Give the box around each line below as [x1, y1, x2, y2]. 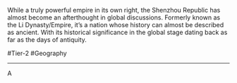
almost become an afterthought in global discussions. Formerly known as [7, 13, 221, 22]
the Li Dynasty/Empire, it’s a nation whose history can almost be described [7, 21, 224, 29]
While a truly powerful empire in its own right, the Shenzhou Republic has [7, 6, 221, 14]
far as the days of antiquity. [7, 36, 87, 44]
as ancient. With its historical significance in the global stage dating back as [7, 28, 228, 36]
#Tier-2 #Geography [7, 49, 67, 57]
